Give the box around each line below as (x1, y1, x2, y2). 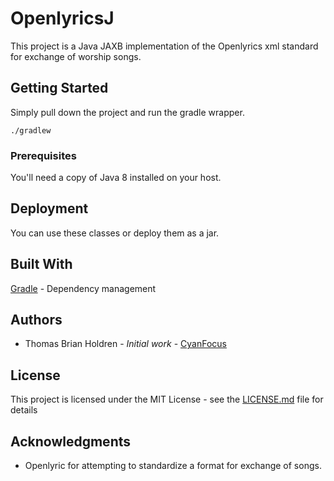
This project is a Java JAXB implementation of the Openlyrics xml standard (10, 40, 319, 52)
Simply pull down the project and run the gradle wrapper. (10, 106, 245, 118)
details (10, 404, 38, 416)
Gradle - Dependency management (10, 282, 157, 294)
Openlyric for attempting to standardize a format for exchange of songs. (24, 460, 322, 472)
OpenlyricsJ (10, 7, 115, 30)
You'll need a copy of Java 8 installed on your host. (10, 172, 222, 184)
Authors (10, 312, 63, 329)
